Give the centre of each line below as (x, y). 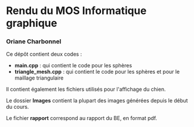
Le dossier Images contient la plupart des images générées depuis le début (97, 101)
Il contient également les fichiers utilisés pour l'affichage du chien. (86, 90)
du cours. (18, 107)
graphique (32, 23)
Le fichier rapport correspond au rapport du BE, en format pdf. (82, 118)
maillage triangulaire (39, 78)
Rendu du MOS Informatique (77, 11)
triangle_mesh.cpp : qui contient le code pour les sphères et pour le (97, 72)
